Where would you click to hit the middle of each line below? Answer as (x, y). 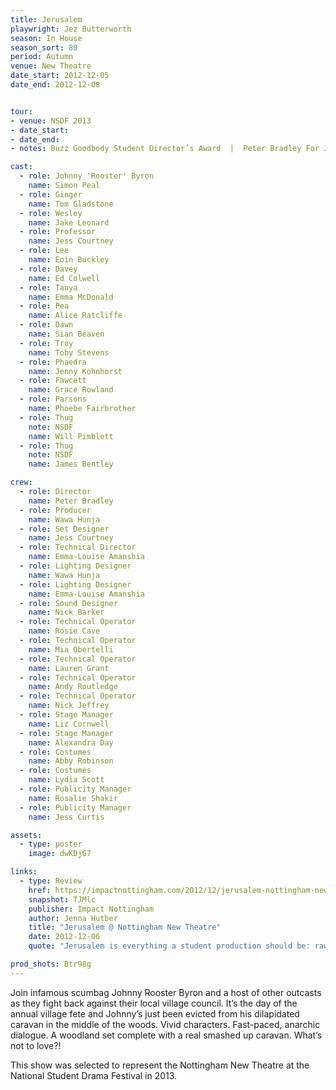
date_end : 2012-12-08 (55, 85)
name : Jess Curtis (66, 817)
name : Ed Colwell (64, 278)
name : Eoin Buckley (69, 260)
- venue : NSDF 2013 (51, 121)
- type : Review (51, 881)
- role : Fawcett (53, 381)
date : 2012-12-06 (64, 937)
